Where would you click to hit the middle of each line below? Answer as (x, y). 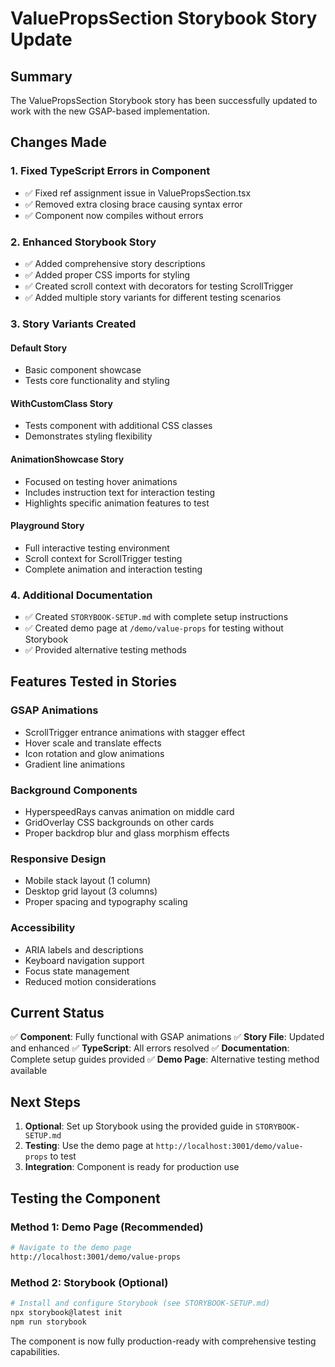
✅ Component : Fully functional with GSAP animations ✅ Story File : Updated (167, 1037)
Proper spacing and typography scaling (106, 902)
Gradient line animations (75, 764)
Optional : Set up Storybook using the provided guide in (138, 1126)
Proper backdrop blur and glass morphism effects (127, 833)
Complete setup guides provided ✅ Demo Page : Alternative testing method (165, 1059)
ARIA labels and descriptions (84, 949)
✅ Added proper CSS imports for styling (107, 274)
